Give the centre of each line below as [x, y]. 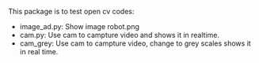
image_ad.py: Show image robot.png [80, 26]
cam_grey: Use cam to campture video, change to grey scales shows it [135, 43]
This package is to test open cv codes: [71, 11]
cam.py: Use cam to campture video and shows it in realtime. [120, 35]
